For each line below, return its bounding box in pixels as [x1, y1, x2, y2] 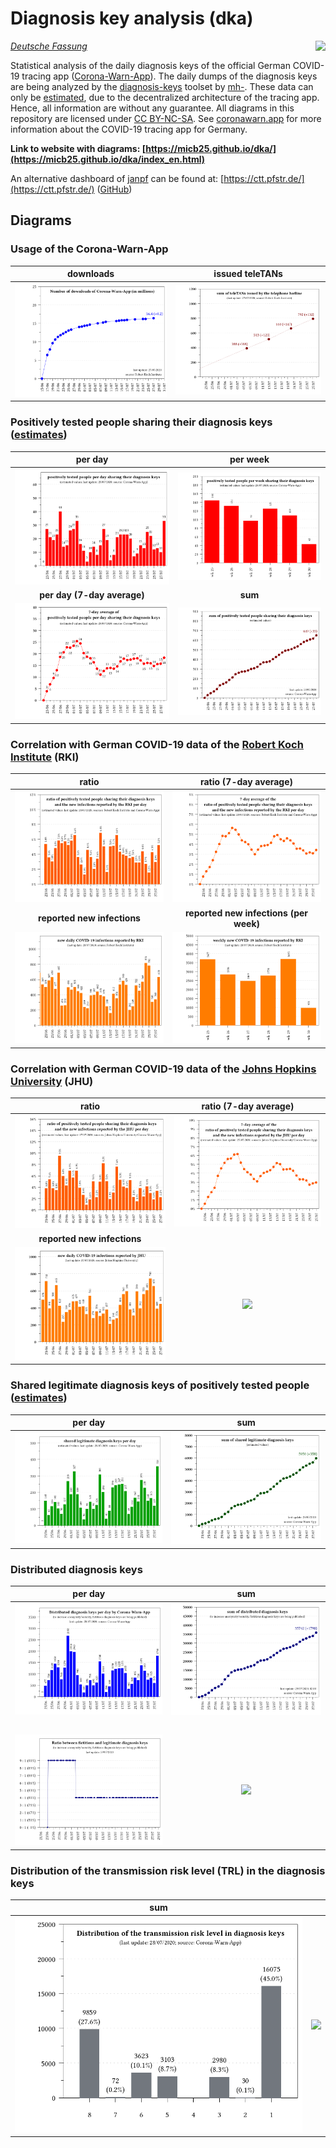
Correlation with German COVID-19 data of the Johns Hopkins [10, 1062, 317, 1076]
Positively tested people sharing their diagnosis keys [10, 415, 273, 429]
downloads [67, 268, 115, 280]
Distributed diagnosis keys [10, 1562, 143, 1576]
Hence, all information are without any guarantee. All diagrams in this [10, 102, 295, 114]
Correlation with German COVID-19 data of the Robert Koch [10, 737, 304, 751]
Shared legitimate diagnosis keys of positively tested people [10, 1378, 310, 1392]
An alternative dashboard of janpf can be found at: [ [10, 172, 225, 184]
